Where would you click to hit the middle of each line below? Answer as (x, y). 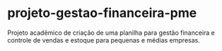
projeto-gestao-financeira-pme (102, 13)
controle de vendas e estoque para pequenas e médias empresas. (104, 40)
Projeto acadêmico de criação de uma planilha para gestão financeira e (111, 33)
